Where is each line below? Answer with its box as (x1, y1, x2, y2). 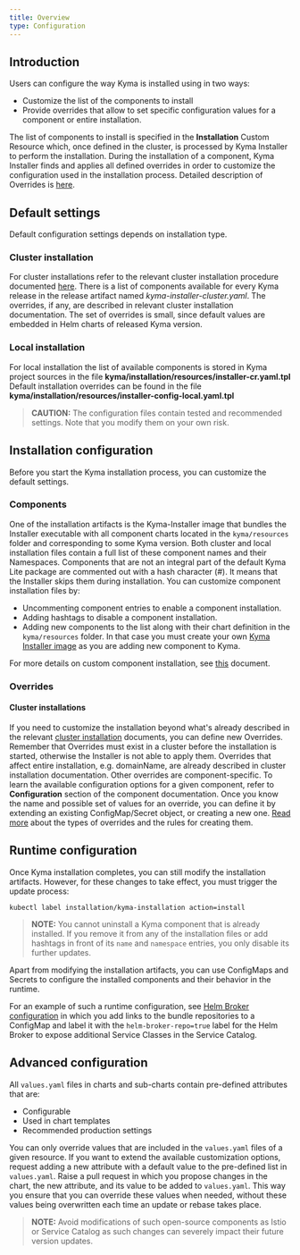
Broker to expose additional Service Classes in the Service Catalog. (9, 1029, 257, 1040)
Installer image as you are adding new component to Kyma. (21, 640, 241, 651)
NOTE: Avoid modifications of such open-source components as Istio (30, 1217, 287, 1227)
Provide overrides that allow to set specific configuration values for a (21, 105, 277, 116)
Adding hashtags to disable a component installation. (21, 611, 218, 622)
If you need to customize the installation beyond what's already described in (9, 721, 290, 733)
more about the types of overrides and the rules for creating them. (9, 817, 254, 828)
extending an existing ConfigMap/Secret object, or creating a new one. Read (9, 807, 291, 818)
